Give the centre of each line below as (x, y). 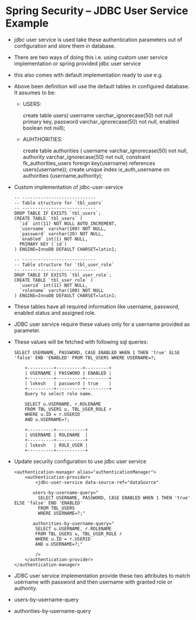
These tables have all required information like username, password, (97, 306)
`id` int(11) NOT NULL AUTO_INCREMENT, (68, 224)
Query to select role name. (59, 394)
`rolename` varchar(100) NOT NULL (62, 290)
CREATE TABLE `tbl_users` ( (48, 218)
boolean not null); (44, 128)
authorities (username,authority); (63, 175)
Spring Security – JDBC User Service (97, 11)
